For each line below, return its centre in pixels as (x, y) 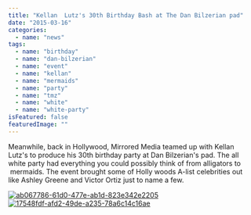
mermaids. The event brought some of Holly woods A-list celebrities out (126, 171)
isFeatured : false (38, 117)
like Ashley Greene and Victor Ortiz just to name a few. (96, 180)
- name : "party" (42, 88)
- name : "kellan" (44, 73)
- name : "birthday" (47, 52)
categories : (27, 30)
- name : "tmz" (38, 95)
